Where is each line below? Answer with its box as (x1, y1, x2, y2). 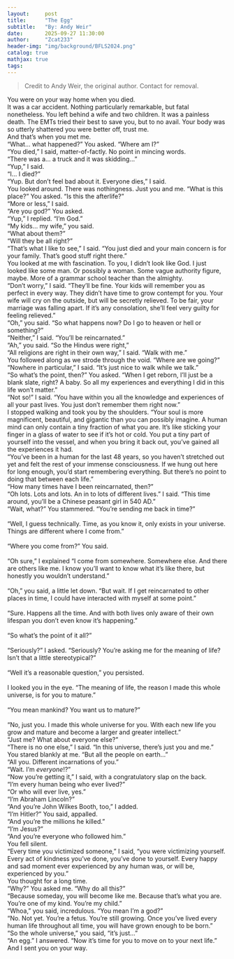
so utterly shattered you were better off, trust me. (7, 125, 149, 133)
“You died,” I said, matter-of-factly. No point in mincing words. (7, 147, 187, 156)
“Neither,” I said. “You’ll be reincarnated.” (7, 333, 126, 342)
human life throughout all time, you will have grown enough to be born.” (7, 921, 213, 930)
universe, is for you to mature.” (7, 691, 96, 699)
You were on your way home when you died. (7, 95, 136, 104)
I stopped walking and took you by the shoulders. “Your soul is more (7, 408, 204, 416)
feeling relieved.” (7, 311, 56, 319)
